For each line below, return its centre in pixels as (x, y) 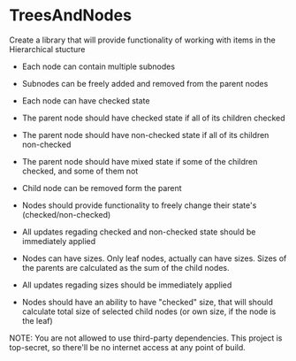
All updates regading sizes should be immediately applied (127, 285)
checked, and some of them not (80, 171)
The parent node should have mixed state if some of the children (140, 161)
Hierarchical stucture (47, 49)
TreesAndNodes (71, 15)
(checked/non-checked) (66, 214)
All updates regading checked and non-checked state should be (139, 232)
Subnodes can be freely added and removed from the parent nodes (145, 83)
